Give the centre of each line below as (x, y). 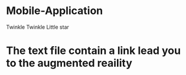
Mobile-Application (55, 11)
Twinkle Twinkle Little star (38, 27)
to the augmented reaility (69, 63)
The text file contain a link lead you (94, 51)
